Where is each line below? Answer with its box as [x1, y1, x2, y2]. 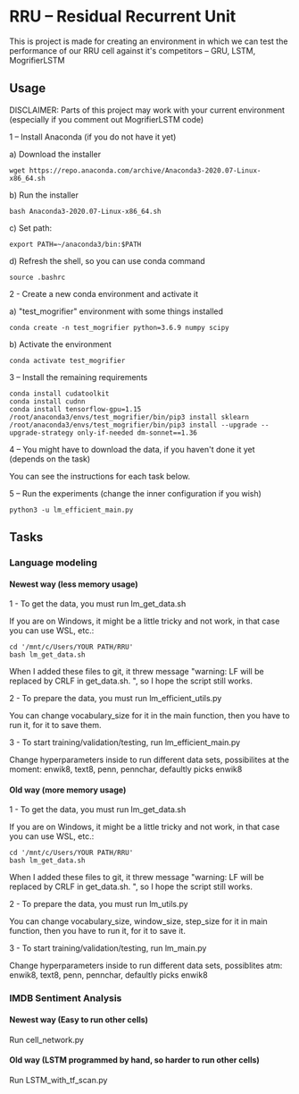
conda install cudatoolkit [9, 389, 110, 398]
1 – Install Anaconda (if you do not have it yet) [9, 131, 177, 142]
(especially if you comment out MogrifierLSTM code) [9, 114, 204, 124]
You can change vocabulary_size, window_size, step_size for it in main [9, 916, 268, 927]
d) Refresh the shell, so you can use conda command [9, 255, 205, 266]
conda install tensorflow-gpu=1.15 [9, 404, 142, 413]
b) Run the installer [9, 190, 79, 200]
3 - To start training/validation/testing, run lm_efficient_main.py [9, 737, 241, 748]
